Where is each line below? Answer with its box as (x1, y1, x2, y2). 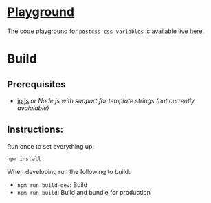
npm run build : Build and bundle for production (16, 188, 151, 196)
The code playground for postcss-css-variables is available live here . (7, 27, 205, 35)
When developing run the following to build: (7, 167, 131, 175)
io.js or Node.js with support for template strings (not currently (16, 96, 195, 105)
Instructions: (7, 124, 64, 136)
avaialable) (16, 104, 49, 112)
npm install (7, 156, 41, 162)
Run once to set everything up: (7, 142, 95, 150)
